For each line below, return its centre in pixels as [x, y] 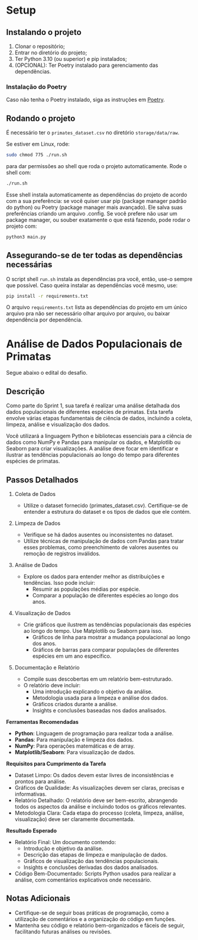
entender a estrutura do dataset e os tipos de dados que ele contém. [107, 511]
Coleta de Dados [35, 494]
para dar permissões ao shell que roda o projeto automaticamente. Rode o [97, 166]
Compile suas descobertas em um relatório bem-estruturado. [98, 679]
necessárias [29, 265]
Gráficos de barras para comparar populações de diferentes [106, 649]
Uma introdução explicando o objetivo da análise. [92, 691]
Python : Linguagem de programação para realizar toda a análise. [94, 733]
